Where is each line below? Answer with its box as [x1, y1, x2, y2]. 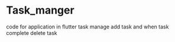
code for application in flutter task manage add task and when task [6, 23, 169, 30]
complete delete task [6, 29, 57, 36]
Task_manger [6, 4, 75, 17]
